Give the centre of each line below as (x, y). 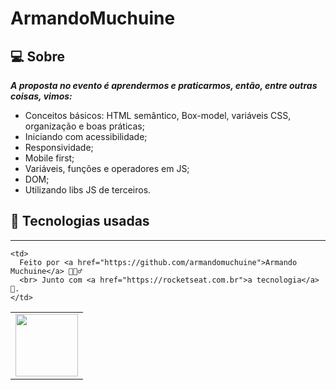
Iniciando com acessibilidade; (86, 136)
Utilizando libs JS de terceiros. (88, 190)
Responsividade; (59, 147)
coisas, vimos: (41, 96)
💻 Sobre (37, 56)
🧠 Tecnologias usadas (80, 221)
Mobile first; (49, 158)
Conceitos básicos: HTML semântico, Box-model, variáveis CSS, (158, 115)
